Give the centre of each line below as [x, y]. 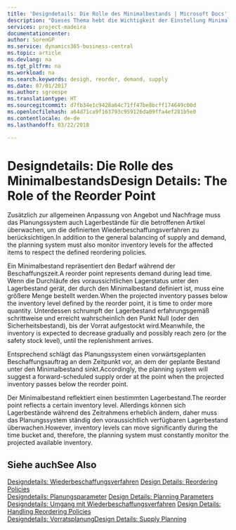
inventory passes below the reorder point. [68, 384]
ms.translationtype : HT [42, 99]
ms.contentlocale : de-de [44, 118]
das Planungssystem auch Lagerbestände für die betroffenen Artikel [106, 223]
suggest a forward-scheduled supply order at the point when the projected [116, 377]
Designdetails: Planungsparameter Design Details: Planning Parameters [111, 497]
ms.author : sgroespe [38, 92]
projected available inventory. [50, 443]
